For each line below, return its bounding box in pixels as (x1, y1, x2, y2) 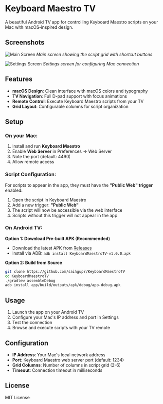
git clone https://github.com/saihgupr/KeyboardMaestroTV (5, 269, 125, 274)
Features (5, 75, 33, 83)
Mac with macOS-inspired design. (5, 24, 73, 30)
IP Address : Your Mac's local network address (12, 352, 106, 358)
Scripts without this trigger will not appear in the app (12, 212, 118, 218)
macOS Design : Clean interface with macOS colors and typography (12, 88, 148, 94)
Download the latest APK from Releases (12, 245, 92, 251)
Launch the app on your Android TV (12, 309, 84, 315)
